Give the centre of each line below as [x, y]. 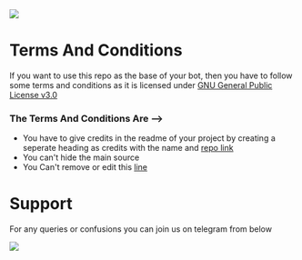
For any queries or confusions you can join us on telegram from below [141, 229]
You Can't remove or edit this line [85, 167]
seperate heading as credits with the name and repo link [128, 148]
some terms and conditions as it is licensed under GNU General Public [141, 85]
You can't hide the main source [81, 157]
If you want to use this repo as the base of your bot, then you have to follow [151, 75]
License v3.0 [33, 95]
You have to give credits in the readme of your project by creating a [149, 138]
